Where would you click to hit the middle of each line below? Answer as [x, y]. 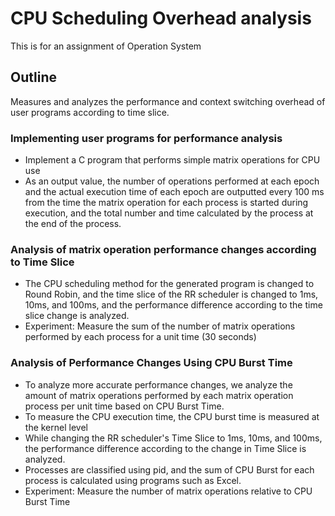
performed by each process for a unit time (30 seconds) [140, 337]
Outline [33, 77]
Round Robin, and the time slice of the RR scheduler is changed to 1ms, [171, 294]
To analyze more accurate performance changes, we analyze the [158, 384]
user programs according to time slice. [90, 112]
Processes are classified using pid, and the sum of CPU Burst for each [169, 469]
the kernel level [56, 427]
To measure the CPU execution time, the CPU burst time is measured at [172, 416]
